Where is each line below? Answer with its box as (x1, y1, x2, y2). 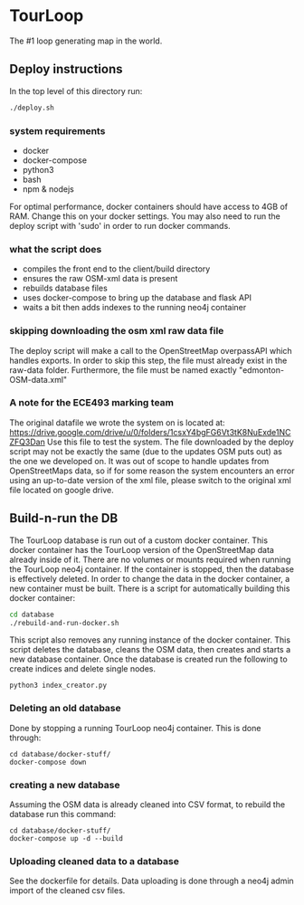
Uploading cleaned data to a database (9, 854, 179, 867)
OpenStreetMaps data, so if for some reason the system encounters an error (9, 465, 295, 476)
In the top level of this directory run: (9, 85, 143, 96)
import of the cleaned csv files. (9, 885, 126, 896)
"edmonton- (238, 364, 285, 376)
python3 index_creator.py (9, 681, 107, 691)
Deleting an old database (9, 702, 122, 715)
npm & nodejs (22, 183, 74, 195)
